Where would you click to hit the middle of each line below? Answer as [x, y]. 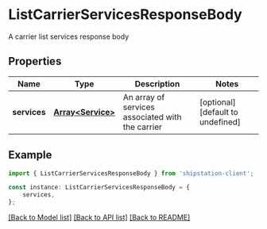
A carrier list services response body [69, 36]
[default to [219, 112]
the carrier [143, 127]
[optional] [217, 102]
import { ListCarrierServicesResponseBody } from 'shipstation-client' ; [131, 173]
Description [157, 83]
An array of [144, 97]
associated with [152, 116]
